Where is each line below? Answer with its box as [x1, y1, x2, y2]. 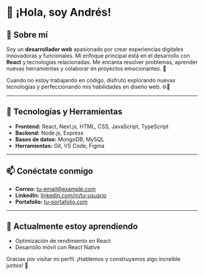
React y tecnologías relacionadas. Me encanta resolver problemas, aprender [6, 59, 198, 65]
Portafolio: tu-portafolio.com [15, 198, 88, 205]
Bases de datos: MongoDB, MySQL [15, 136, 104, 143]
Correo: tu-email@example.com [15, 185, 96, 193]
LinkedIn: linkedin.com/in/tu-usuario [15, 191, 107, 199]
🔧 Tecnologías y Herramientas [6, 107, 123, 117]
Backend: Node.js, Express [15, 129, 84, 136]
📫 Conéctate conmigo [6, 166, 93, 176]
